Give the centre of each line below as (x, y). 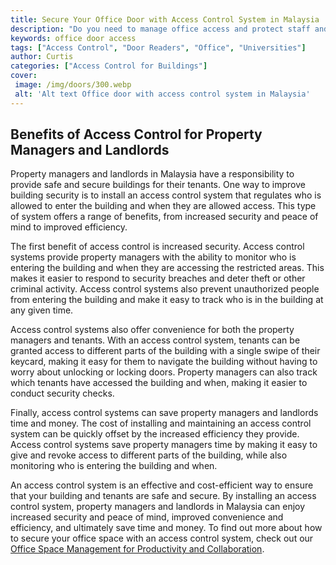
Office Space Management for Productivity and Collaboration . (137, 549)
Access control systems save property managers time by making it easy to (164, 445)
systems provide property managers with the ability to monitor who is (153, 257)
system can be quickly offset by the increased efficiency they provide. (155, 434)
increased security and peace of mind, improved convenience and (147, 517)
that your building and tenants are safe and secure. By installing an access (163, 496)
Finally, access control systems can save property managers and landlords (164, 413)
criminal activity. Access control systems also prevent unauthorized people (165, 289)
